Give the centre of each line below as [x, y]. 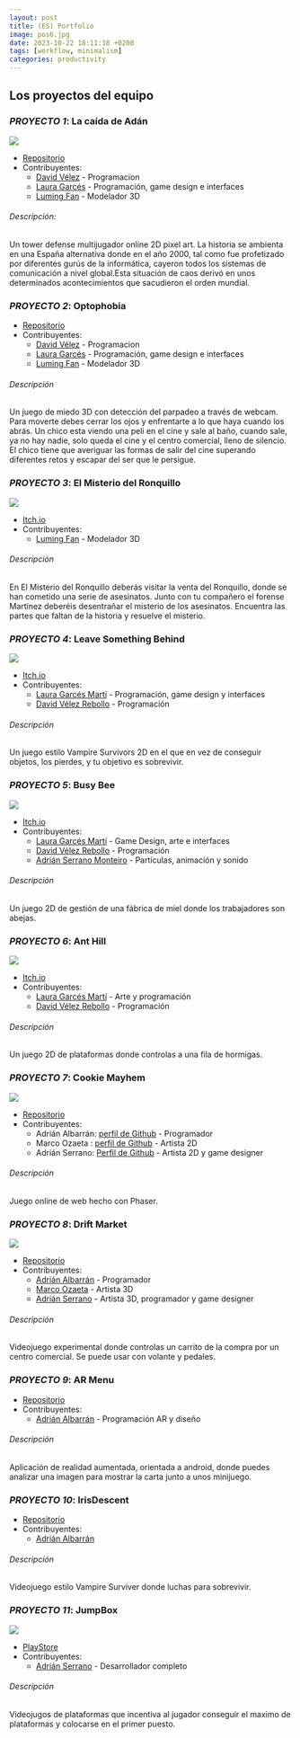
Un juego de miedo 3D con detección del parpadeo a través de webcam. [144, 412]
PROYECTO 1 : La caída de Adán [79, 121]
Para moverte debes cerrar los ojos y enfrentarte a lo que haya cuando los [147, 421]
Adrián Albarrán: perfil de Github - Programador [124, 1133]
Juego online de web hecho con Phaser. [84, 1201]
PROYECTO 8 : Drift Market [68, 1224]
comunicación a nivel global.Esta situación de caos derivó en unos [132, 273]
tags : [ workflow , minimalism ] [66, 51]
